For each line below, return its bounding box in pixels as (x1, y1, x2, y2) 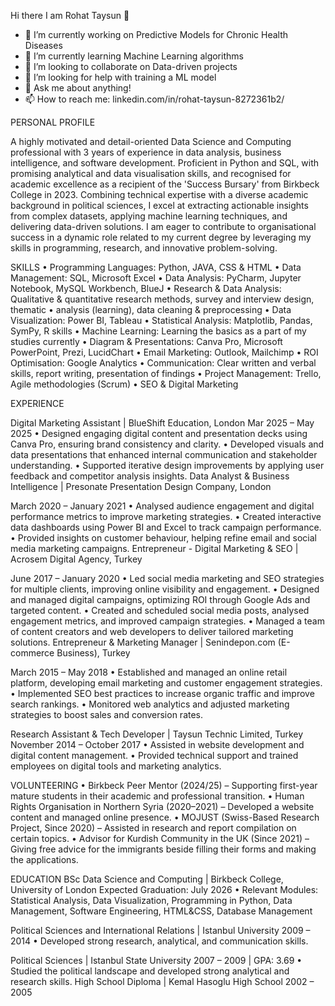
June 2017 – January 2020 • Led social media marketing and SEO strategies (10, 573, 325, 584)
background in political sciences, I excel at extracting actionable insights (10, 200, 309, 211)
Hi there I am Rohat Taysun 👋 (10, 10, 130, 21)
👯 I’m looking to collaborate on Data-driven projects (24, 61, 238, 72)
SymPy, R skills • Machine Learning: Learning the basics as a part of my (10, 325, 307, 337)
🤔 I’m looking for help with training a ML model (24, 71, 217, 83)
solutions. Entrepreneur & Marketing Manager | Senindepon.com (10, 636, 276, 648)
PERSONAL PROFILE (10, 116, 96, 128)
